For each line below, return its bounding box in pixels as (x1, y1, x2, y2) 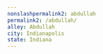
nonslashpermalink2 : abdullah (7, 10, 97, 18)
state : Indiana (7, 36, 52, 43)
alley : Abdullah (7, 23, 55, 30)
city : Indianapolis (7, 29, 65, 37)
